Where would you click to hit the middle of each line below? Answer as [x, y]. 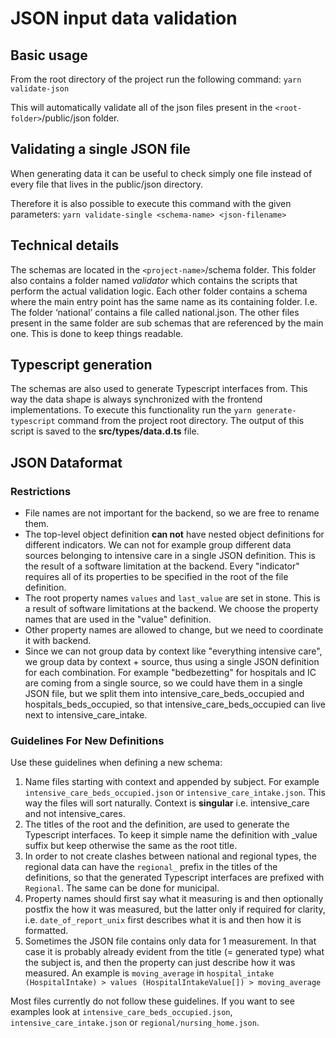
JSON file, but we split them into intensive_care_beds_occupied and [164, 694]
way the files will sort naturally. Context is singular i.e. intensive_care [167, 803]
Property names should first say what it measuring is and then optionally [174, 899]
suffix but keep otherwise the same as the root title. [131, 846]
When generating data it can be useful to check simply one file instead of [161, 173]
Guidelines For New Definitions [87, 741]
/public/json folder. [80, 118]
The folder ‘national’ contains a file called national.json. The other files [155, 312]
